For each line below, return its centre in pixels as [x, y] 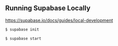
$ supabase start [23, 38]
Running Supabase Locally [48, 8]
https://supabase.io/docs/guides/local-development [59, 20]
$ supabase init [22, 29]
